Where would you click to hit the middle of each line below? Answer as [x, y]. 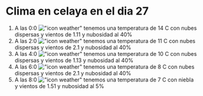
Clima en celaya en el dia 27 [77, 11]
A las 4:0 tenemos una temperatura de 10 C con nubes [106, 53]
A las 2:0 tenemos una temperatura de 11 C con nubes [105, 41]
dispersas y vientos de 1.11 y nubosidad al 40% [73, 34]
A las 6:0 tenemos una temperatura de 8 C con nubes [104, 67]
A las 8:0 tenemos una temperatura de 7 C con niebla [104, 80]
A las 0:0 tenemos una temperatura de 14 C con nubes [106, 28]
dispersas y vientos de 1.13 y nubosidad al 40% [74, 60]
